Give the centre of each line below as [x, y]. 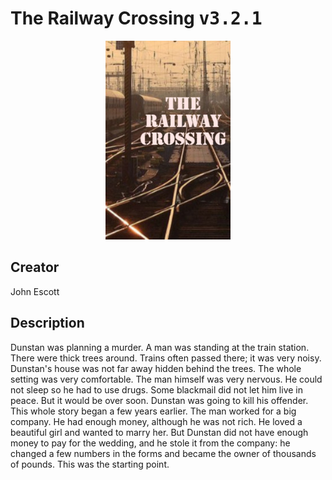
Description [47, 323]
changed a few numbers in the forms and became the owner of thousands [163, 453]
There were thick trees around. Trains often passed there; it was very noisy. [166, 358]
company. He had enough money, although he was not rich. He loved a [156, 421]
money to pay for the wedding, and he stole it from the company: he [150, 443]
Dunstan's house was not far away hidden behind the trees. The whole [156, 368]
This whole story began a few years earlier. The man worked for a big [153, 411]
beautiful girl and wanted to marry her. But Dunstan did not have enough [159, 432]
